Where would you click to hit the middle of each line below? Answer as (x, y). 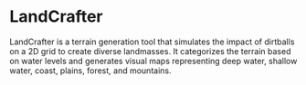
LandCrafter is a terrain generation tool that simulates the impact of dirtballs (152, 42)
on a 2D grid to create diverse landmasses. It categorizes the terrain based (150, 51)
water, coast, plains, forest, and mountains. (90, 71)
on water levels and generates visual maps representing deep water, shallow (153, 61)
